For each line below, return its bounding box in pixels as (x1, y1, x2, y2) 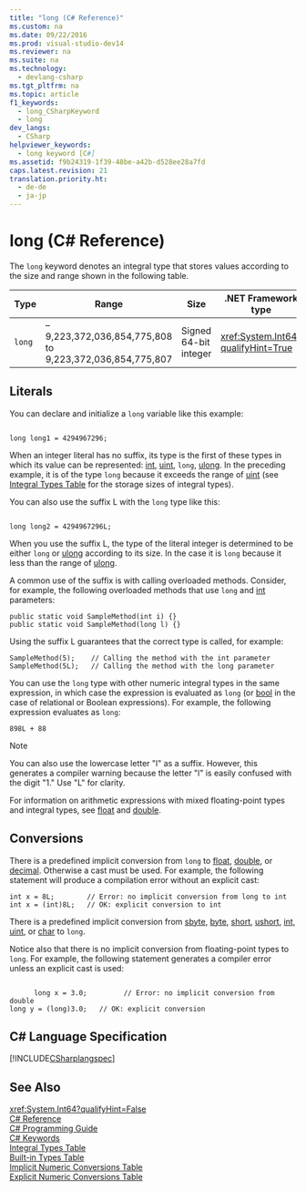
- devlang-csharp (17, 73, 84, 82)
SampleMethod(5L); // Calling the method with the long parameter (9, 662, 275, 671)
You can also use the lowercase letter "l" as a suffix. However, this (9, 757, 258, 768)
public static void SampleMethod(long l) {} (9, 620, 181, 629)
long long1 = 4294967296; (9, 434, 107, 443)
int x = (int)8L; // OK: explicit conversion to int (9, 899, 222, 909)
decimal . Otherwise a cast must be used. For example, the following (9, 865, 264, 876)
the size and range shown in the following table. (9, 270, 189, 281)
